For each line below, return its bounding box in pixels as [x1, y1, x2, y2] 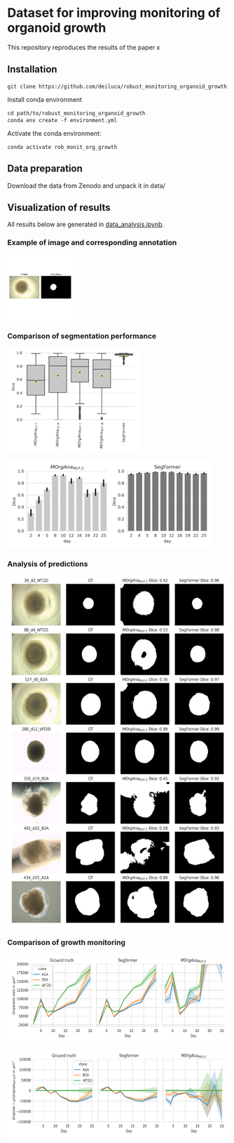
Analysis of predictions [7, 559, 88, 568]
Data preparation [7, 163, 83, 175]
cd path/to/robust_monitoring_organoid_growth [7, 110, 146, 117]
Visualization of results [7, 202, 111, 214]
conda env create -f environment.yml [7, 117, 118, 124]
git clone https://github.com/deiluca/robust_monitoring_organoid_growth [7, 83, 228, 90]
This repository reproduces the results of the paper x [7, 43, 160, 51]
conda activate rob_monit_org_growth [7, 143, 118, 150]
